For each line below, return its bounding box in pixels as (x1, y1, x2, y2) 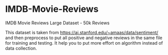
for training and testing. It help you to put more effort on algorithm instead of (5, 40, 163, 46)
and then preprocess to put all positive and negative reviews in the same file (5, 35, 163, 41)
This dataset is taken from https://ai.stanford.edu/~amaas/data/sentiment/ (5, 29, 158, 35)
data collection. (5, 45, 37, 51)
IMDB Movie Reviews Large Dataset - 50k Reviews (5, 20, 110, 26)
